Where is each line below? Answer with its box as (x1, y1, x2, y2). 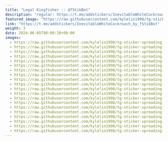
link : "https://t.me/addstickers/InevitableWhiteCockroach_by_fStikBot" (5, 21, 160, 26)
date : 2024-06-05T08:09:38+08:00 (5, 30, 75, 35)
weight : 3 (5, 26, 26, 31)
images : (5, 35, 21, 40)
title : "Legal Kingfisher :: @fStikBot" (5, 7, 91, 12)
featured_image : (5, 16, 39, 21)
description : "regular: (5, 12, 55, 17)
